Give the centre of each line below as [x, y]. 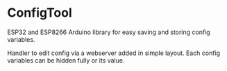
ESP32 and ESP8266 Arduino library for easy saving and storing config [109, 32]
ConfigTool [40, 13]
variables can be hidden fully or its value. [66, 60]
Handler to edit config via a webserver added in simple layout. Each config [114, 53]
